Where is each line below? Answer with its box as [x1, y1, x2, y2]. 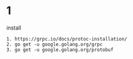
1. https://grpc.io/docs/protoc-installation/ [6, 36, 127, 42]
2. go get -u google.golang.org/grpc [6, 41, 103, 47]
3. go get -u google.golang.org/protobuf [6, 47, 114, 53]
